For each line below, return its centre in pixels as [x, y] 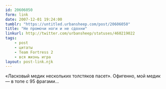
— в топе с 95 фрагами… [32, 81]
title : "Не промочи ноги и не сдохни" [46, 29]
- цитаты [24, 48]
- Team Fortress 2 [34, 52]
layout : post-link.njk [29, 62]
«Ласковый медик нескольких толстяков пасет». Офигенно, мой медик [83, 76]
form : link [17, 15]
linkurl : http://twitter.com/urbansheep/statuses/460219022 [70, 33]
